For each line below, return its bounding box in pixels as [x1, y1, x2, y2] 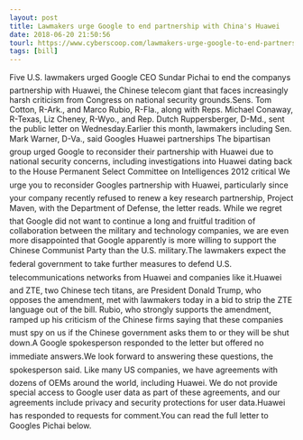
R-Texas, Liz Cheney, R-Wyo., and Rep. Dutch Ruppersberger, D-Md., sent [9, 114, 286, 124]
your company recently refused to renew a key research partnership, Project [9, 193, 294, 204]
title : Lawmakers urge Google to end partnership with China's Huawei [9, 22, 280, 31]
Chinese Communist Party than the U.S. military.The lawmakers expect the [9, 245, 287, 256]
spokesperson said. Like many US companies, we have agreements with [9, 364, 278, 375]
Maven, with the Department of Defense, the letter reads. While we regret [9, 203, 282, 214]
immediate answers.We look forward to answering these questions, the [9, 351, 273, 362]
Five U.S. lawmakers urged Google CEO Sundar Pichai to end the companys [9, 72, 291, 83]
